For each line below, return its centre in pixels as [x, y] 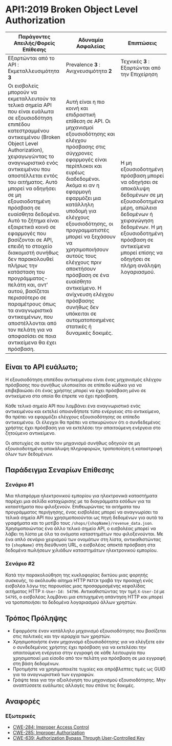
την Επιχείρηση [139, 74]
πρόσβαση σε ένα [88, 275]
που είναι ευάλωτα [31, 111]
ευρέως [75, 172]
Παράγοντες [34, 36]
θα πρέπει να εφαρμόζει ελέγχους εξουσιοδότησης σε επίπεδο [72, 416]
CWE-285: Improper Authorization [49, 733]
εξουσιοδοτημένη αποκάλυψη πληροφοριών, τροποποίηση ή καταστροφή [84, 448]
